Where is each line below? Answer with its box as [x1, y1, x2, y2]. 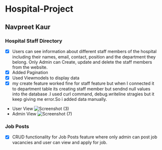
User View [12, 106, 33, 112]
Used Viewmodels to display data [12, 75, 80, 81]
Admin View [12, 111, 37, 117]
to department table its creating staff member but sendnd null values [12, 86, 150, 92]
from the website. [12, 64, 48, 70]
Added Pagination [12, 69, 48, 75]
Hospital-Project [5, 3, 74, 15]
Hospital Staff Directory [5, 37, 62, 44]
